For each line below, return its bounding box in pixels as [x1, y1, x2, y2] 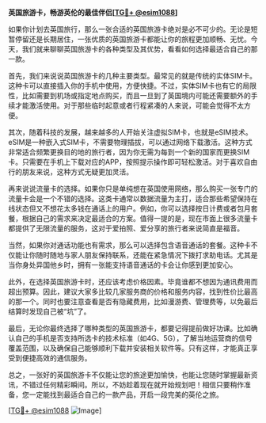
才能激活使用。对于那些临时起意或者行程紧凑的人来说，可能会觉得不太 [14, 101, 244, 110]
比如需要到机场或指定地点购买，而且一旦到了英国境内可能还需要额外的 [21, 91, 251, 100]
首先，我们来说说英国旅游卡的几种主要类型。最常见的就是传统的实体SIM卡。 [8, 71, 257, 80]
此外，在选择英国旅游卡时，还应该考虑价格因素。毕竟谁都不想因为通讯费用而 [8, 277, 258, 286]
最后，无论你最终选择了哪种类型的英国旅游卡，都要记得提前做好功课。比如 [8, 324, 251, 333]
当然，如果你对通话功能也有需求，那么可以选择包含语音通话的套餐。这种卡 [8, 241, 251, 250]
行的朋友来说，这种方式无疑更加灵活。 [8, 167, 133, 177]
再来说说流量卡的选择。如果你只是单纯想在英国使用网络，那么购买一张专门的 [8, 184, 258, 193]
